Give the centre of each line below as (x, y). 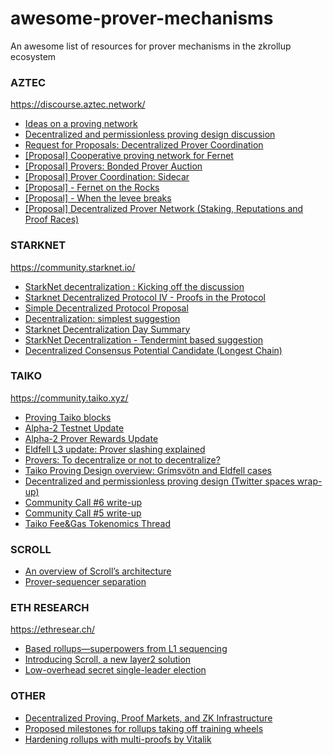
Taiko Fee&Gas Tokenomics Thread (98, 523)
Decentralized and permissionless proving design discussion (150, 134)
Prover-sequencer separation (85, 582)
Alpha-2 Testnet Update (74, 428)
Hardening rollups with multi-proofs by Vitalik (118, 739)
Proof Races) (52, 219)
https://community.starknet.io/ (73, 267)
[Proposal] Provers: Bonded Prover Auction (113, 166)
